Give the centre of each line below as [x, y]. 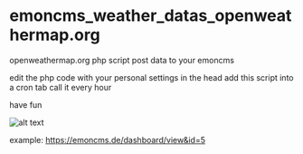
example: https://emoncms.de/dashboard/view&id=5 [108, 140]
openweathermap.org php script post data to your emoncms [122, 60]
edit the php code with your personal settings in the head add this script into [151, 77]
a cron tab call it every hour [61, 87]
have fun [26, 104]
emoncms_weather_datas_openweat [151, 16]
